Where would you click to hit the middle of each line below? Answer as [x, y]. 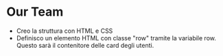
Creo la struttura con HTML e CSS [64, 31]
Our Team [35, 12]
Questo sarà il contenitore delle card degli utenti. [85, 45]
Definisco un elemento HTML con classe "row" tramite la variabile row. [116, 38]
